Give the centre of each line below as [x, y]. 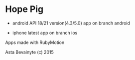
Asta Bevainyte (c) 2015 [29, 52]
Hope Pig [24, 9]
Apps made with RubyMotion [35, 42]
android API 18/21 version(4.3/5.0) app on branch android [71, 23]
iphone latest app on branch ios [45, 32]
